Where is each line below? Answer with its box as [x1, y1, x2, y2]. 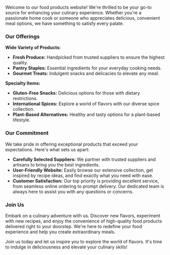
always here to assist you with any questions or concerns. [12, 188, 134, 194]
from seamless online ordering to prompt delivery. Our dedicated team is [12, 183, 164, 189]
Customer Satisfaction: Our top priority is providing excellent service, [12, 178, 159, 184]
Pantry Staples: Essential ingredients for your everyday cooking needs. [12, 65, 162, 71]
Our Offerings [5, 33, 40, 40]
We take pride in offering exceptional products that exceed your [5, 141, 138, 147]
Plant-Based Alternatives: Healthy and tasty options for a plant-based [12, 111, 160, 118]
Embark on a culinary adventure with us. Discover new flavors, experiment [5, 212, 160, 219]
